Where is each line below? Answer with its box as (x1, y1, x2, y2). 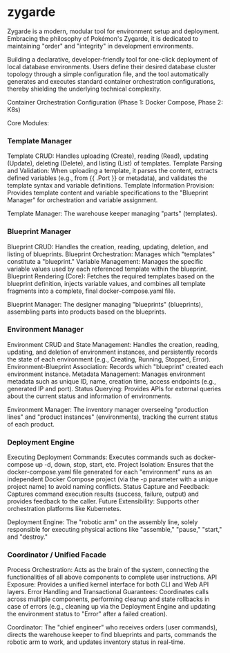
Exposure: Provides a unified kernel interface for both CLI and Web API (7, 580, 209, 589)
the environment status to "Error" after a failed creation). (7, 610, 168, 618)
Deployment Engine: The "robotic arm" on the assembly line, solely (7, 518, 198, 526)
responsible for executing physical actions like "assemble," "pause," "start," (7, 526, 222, 534)
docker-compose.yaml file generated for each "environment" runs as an (7, 468, 213, 476)
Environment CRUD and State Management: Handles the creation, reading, (7, 340, 220, 348)
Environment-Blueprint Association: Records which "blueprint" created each (7, 362, 224, 370)
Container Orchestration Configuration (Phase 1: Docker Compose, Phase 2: (7, 98, 223, 106)
